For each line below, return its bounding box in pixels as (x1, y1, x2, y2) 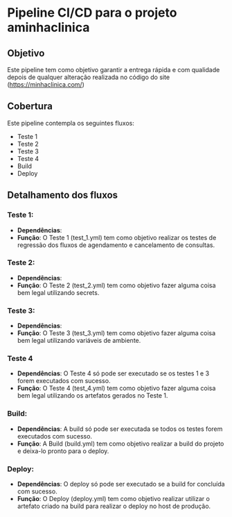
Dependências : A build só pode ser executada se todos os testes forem (17, 425, 223, 433)
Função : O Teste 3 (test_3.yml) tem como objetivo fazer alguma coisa (17, 329, 216, 337)
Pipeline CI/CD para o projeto (7, 5, 177, 21)
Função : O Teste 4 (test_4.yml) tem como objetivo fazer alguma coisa (17, 384, 216, 393)
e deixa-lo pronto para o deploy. (17, 446, 109, 455)
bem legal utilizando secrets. (17, 288, 100, 296)
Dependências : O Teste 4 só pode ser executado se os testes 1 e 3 (17, 369, 210, 378)
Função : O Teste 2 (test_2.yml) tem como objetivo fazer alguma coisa (17, 281, 216, 289)
